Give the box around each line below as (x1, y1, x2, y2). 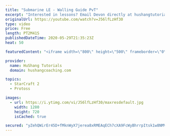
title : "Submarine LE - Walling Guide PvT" (5, 7, 99, 13)
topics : (5, 77, 22, 82)
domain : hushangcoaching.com (10, 67, 71, 73)
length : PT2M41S (5, 31, 39, 36)
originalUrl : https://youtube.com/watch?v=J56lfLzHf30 (5, 17, 123, 22)
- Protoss (10, 86, 30, 91)
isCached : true (14, 114, 47, 119)
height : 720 (14, 109, 39, 114)
